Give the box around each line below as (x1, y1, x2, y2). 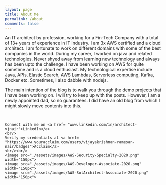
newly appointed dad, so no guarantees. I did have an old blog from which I (5, 98, 160, 104)
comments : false (5, 21, 39, 26)
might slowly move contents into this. (5, 103, 82, 109)
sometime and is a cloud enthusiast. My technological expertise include (5, 67, 152, 73)
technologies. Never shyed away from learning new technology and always (5, 56, 160, 62)
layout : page (5, 7, 32, 12)
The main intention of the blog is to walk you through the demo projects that (5, 87, 161, 93)
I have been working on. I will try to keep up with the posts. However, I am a (5, 92, 161, 98)
